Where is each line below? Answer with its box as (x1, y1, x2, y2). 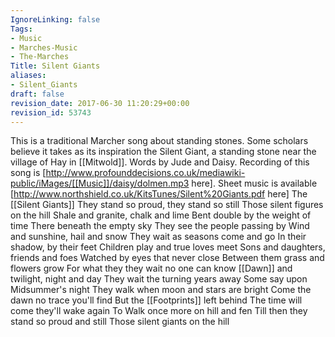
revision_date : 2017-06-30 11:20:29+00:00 (10, 98, 190, 108)
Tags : (10, 24, 33, 34)
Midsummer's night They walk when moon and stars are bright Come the (10, 284, 312, 296)
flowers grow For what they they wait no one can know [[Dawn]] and (10, 262, 293, 275)
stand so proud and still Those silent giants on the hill (10, 316, 230, 328)
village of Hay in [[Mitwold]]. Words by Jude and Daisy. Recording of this (10, 156, 310, 168)
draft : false (10, 89, 65, 99)
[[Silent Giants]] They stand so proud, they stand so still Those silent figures (10, 199, 324, 211)
